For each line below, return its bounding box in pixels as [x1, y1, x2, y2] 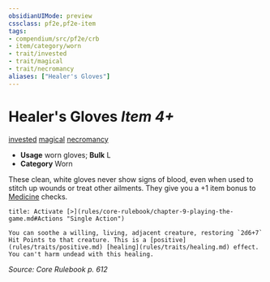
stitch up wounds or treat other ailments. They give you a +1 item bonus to [8, 183, 256, 193]
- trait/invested [8, 50, 67, 58]
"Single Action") [66, 215, 126, 223]
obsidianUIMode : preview [8, 11, 92, 20]
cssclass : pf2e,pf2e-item [8, 20, 96, 28]
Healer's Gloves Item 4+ [8, 107, 174, 126]
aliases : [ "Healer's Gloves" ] [8, 72, 111, 80]
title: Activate [8, 207, 63, 215]
